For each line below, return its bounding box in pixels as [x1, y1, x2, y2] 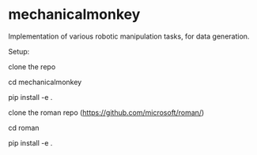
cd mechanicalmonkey [8, 77, 82, 87]
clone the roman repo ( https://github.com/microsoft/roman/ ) [8, 108, 205, 117]
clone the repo [8, 61, 56, 72]
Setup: [8, 46, 30, 56]
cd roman [8, 123, 40, 132]
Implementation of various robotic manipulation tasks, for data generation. [8, 31, 250, 41]
